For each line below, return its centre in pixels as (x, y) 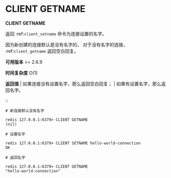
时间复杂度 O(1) (22, 73)
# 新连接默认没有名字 (25, 111)
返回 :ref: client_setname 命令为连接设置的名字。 (56, 33)
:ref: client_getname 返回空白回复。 (42, 51)
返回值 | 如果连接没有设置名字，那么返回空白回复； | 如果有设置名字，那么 (83, 84)
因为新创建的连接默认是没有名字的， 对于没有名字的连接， (67, 45)
